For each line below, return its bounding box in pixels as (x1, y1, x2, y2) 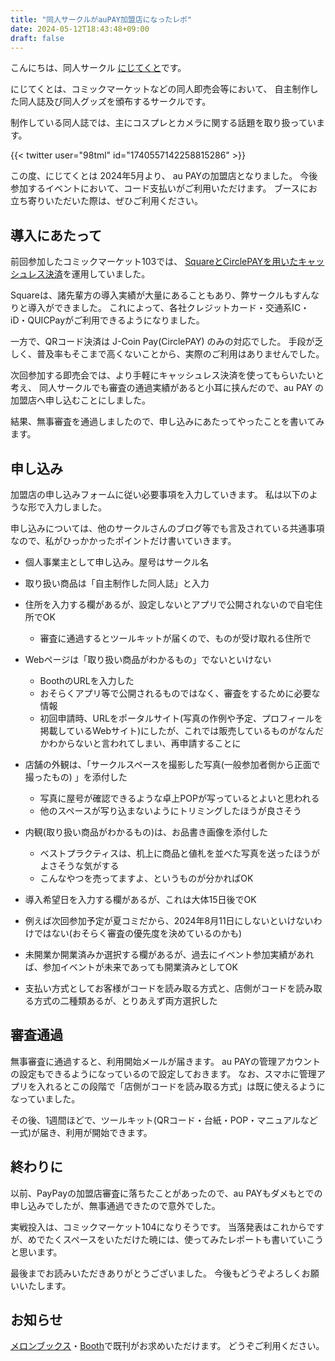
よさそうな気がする (39, 860, 120, 871)
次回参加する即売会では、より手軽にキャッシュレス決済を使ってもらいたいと (10, 369, 325, 381)
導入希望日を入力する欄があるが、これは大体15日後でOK (24, 894, 257, 905)
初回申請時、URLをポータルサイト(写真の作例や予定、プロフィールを (39, 712, 323, 724)
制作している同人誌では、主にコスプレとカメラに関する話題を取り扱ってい (10, 117, 317, 129)
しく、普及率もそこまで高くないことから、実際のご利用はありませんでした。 (10, 348, 325, 360)
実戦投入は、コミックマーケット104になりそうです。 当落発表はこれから (10, 1221, 307, 1233)
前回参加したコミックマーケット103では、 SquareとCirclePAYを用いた (10, 256, 299, 268)
